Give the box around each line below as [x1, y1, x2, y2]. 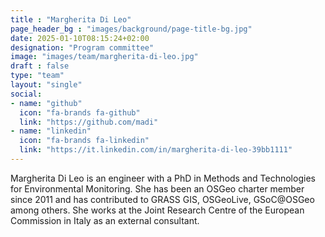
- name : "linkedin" [10, 126, 92, 136]
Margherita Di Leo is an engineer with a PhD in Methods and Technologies [10, 172, 316, 184]
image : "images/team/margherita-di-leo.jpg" [10, 52, 199, 62]
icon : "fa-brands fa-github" [19, 107, 141, 118]
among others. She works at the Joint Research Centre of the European [10, 204, 305, 216]
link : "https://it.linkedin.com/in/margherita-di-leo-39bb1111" [19, 145, 293, 155]
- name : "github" [10, 98, 83, 108]
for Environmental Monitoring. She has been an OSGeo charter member [10, 182, 305, 195]
